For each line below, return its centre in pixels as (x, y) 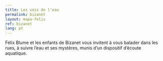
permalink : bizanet (25, 14)
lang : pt (14, 28)
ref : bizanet (19, 24)
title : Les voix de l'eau (32, 10)
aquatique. (16, 53)
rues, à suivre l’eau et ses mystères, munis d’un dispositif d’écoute (73, 48)
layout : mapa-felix (25, 19)
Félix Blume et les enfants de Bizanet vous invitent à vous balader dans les (81, 42)
